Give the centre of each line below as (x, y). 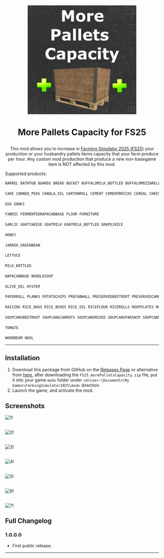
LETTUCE (13, 256)
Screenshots (25, 406)
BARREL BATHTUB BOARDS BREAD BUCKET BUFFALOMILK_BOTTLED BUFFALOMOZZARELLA (84, 183)
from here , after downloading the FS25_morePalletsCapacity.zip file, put (85, 375)
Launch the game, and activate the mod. (53, 391)
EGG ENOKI (15, 204)
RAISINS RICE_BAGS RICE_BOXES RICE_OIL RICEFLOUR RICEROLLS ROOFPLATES (79, 307)
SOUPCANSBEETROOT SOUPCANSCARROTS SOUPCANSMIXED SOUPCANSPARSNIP (73, 317)
